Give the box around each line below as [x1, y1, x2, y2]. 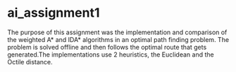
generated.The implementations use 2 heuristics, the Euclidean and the [7, 50, 214, 59]
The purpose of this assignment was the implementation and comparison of [7, 28, 228, 36]
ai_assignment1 [7, 5, 100, 21]
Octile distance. [7, 57, 53, 66]
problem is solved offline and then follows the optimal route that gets [7, 43, 207, 51]
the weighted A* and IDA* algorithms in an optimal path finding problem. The [7, 35, 230, 43]
